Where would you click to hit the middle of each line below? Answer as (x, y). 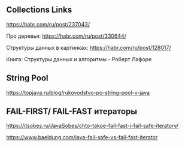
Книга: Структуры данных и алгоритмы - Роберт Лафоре (79, 59)
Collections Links (39, 10)
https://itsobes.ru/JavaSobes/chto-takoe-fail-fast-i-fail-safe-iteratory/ (92, 126)
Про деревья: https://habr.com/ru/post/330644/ (66, 36)
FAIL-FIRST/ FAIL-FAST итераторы (72, 111)
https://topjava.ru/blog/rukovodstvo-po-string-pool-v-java (78, 92)
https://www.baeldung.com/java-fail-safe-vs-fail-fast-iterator (82, 137)
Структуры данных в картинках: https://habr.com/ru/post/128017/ (89, 47)
